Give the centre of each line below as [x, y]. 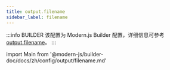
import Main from [27, 54]
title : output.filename [36, 12]
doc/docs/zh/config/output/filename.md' [56, 61]
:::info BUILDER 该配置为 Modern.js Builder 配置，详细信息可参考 [85, 35]
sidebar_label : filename [37, 17]
